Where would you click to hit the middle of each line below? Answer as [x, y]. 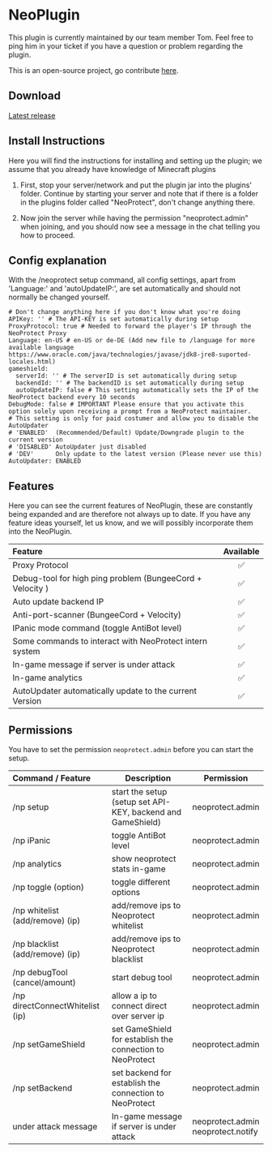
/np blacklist [36, 944]
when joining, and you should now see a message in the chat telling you [140, 226]
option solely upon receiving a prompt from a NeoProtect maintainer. [130, 411]
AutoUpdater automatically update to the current [104, 691]
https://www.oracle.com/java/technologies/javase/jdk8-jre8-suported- [130, 355]
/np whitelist [36, 910]
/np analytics [37, 864]
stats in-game [139, 869]
